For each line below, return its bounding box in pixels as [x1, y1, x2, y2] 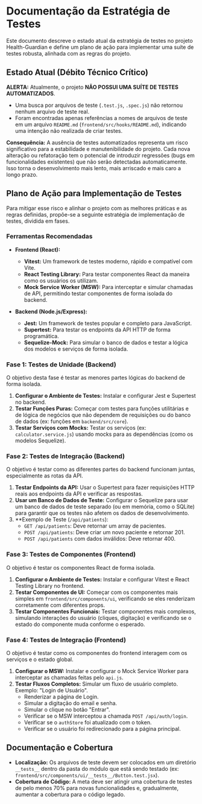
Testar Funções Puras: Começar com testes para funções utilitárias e [14, 405, 189, 412]
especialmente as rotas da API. [6, 472, 83, 479]
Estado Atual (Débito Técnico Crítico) [6, 68, 149, 78]
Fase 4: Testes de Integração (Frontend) [6, 636, 127, 644]
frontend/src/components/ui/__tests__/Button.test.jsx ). [14, 771, 160, 779]
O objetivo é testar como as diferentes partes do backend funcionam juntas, [6, 466, 195, 473]
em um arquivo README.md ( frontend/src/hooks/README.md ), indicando [14, 121, 187, 128]
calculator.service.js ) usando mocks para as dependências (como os [14, 430, 194, 438]
